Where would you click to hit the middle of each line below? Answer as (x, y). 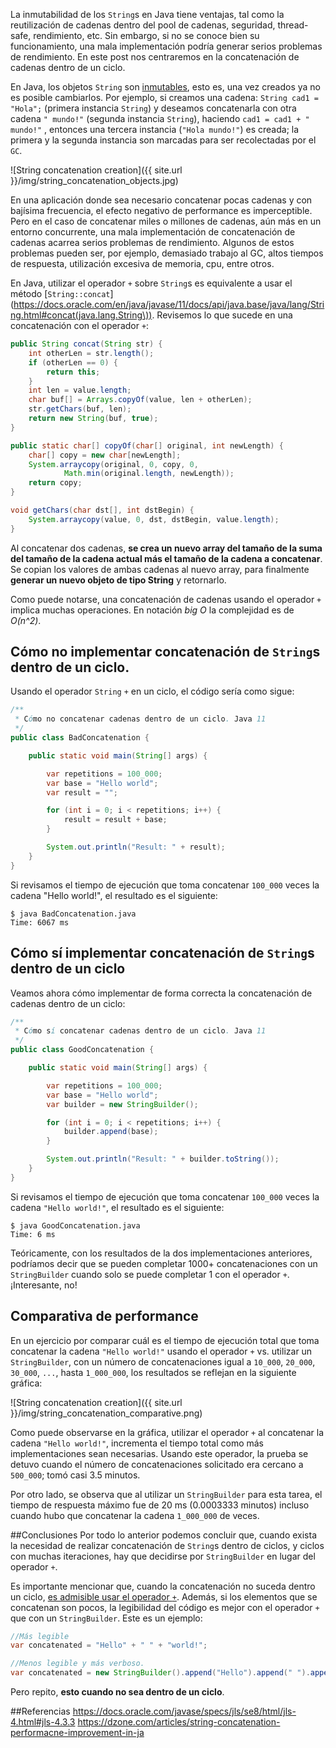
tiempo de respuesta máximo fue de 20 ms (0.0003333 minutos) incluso (160, 1505)
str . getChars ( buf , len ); (80, 409)
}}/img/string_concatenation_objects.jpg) (94, 180)
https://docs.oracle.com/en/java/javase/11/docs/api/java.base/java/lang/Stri (169, 304)
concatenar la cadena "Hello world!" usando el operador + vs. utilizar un (161, 1351)
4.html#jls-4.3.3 (43, 1722)
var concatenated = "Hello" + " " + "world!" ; (109, 1645)
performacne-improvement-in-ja (77, 1733)
